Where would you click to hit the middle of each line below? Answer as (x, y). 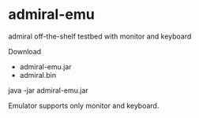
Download (25, 51)
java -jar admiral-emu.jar (48, 90)
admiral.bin (38, 75)
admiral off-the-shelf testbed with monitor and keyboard (100, 36)
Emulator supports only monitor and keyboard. (84, 105)
